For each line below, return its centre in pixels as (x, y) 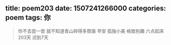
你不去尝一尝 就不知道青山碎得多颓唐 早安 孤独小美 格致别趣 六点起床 (91, 31)
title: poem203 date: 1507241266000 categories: (86, 8)
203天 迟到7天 (33, 37)
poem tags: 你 (28, 18)
